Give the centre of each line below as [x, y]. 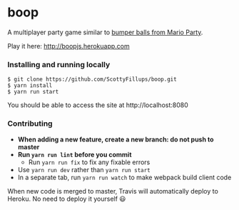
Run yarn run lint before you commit [75, 154]
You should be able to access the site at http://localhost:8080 [98, 105]
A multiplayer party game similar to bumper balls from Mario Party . [105, 32]
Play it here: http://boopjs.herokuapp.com [68, 46]
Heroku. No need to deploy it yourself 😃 [67, 199]
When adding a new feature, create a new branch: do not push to [116, 139]
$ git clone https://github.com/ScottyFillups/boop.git [92, 79]
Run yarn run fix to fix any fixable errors [89, 162]
